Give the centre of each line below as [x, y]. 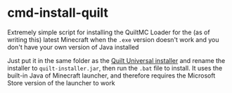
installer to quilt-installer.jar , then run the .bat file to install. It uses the [115, 68]
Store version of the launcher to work [61, 83]
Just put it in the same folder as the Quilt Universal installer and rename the [116, 60]
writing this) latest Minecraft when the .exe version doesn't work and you [113, 39]
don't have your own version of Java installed [73, 47]
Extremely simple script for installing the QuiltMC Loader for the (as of [109, 32]
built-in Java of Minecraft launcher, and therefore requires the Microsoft [111, 76]
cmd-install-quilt [58, 13]
